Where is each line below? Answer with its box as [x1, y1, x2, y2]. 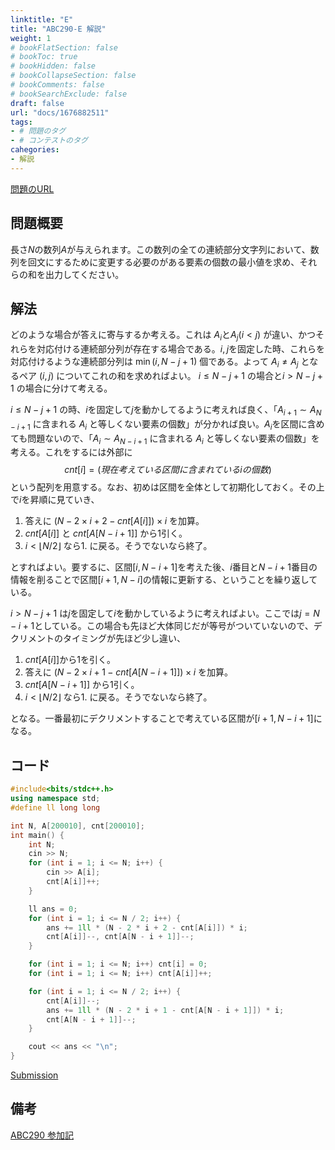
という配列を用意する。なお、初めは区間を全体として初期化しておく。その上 [10, 481, 325, 493]
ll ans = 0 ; [28, 904, 78, 914]
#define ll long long [10, 802, 101, 813]
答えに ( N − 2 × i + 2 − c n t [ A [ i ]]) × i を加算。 [24, 515, 205, 527]
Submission [10, 1069, 59, 1081]
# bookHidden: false [10, 61, 97, 71]
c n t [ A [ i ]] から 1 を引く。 [24, 654, 116, 666]
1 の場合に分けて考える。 [10, 382, 113, 394]
